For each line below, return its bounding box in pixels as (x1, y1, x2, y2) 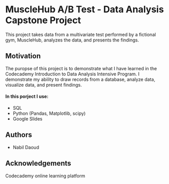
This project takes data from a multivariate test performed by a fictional (5, 31, 156, 37)
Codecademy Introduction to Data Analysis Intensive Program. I (5, 71, 140, 77)
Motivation (5, 52, 41, 60)
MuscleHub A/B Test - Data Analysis (5, 4, 164, 15)
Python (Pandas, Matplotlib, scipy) (12, 110, 86, 116)
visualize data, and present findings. (5, 81, 82, 88)
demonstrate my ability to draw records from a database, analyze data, (5, 76, 156, 83)
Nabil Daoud (12, 144, 40, 150)
